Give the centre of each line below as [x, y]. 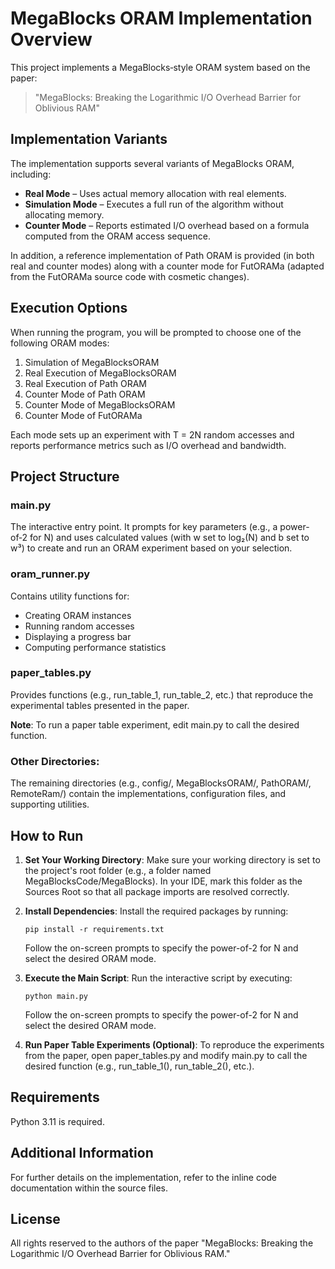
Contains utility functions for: [70, 596]
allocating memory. [64, 214]
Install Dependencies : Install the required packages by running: [156, 911]
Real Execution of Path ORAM [85, 383]
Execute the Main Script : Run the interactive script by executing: [158, 978]
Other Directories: [55, 761]
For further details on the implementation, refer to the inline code [144, 1177]
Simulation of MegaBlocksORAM [92, 362]
